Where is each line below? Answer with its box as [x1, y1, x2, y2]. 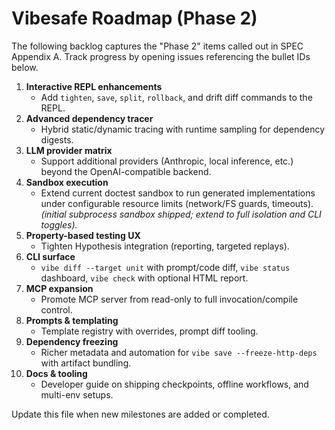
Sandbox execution [25, 176, 109, 188]
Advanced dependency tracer [25, 112, 154, 124]
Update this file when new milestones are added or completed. [11, 408, 270, 420]
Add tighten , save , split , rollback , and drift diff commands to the [40, 91, 313, 103]
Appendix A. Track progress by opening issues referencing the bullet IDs [11, 50, 311, 62]
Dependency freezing [25, 335, 119, 347]
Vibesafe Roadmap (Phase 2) [11, 7, 258, 30]
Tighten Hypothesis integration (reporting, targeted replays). [40, 240, 290, 252]
